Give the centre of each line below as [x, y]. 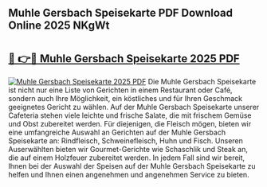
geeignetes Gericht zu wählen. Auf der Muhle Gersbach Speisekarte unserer [134, 107]
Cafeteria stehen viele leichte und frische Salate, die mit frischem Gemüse [130, 115]
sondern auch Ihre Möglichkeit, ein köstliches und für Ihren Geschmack [126, 98]
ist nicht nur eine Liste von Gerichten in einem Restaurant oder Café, [120, 90]
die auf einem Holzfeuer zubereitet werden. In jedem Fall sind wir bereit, [127, 158]
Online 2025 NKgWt [59, 26]
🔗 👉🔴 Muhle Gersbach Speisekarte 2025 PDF [124, 58]
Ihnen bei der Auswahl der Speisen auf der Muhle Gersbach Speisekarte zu [132, 166]
